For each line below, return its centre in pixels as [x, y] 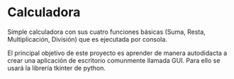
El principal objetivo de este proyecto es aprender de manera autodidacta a [117, 53]
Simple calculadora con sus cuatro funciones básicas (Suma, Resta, [106, 32]
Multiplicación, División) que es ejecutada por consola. [88, 39]
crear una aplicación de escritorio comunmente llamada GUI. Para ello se [114, 60]
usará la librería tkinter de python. [57, 68]
